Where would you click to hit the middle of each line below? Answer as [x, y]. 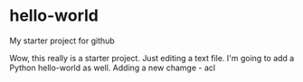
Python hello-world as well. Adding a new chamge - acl [112, 68]
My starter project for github [62, 41]
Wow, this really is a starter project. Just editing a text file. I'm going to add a [152, 58]
